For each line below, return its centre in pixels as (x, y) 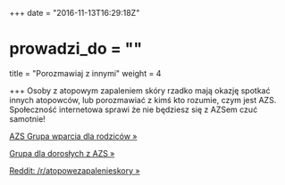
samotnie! (28, 118)
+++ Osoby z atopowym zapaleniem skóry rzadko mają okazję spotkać (140, 90)
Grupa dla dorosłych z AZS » (62, 153)
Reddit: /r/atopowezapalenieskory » (75, 170)
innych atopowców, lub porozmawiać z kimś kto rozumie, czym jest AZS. (143, 100)
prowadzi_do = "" (76, 49)
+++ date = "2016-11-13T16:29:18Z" (75, 13)
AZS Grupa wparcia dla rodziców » (73, 136)
